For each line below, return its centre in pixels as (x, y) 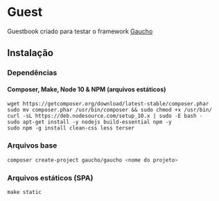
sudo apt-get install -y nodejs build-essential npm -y (89, 122)
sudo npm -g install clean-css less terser (71, 128)
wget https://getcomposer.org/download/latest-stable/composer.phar (108, 104)
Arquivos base (32, 146)
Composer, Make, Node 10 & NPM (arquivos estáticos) (87, 89)
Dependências (32, 73)
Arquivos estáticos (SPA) (50, 177)
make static (24, 192)
